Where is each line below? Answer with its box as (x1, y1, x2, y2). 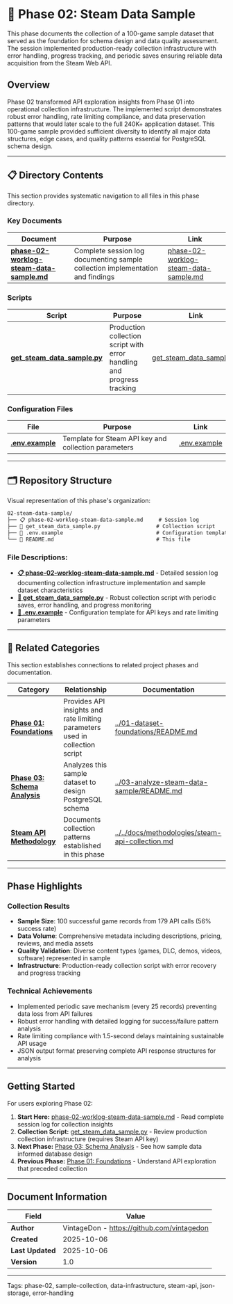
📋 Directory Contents (7, 170, 104, 182)
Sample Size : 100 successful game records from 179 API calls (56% (17, 917, 212, 925)
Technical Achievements (7, 986, 93, 996)
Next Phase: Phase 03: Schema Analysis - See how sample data (17, 1142, 202, 1150)
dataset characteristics (17, 586, 83, 594)
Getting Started (7, 1081, 76, 1092)
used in (63, 731, 88, 740)
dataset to (63, 777, 96, 787)
